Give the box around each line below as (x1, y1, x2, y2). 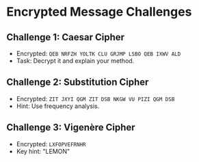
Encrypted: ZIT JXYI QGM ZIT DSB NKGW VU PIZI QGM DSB (16, 94, 175, 103)
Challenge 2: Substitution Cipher (6, 77, 149, 88)
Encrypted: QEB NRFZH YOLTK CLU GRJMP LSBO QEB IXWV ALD (16, 49, 181, 57)
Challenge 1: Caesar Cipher (6, 31, 124, 43)
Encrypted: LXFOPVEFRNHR (16, 139, 86, 148)
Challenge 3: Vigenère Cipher (6, 122, 135, 133)
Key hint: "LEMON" (16, 147, 70, 155)
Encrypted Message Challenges (6, 4, 192, 20)
